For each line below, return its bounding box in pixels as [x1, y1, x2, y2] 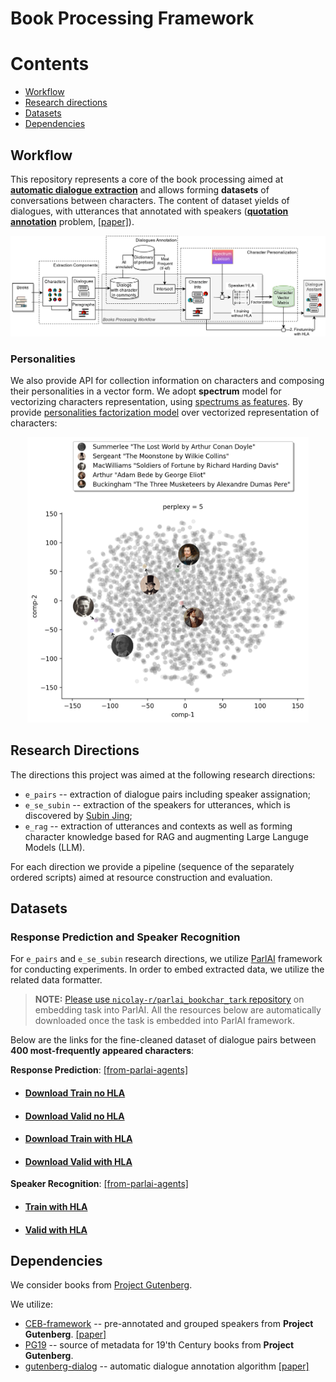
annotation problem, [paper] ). [10, 215, 135, 227]
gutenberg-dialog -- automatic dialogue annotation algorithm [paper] [24, 1360, 310, 1372]
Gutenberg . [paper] [24, 1328, 107, 1341]
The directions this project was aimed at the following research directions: [10, 768, 316, 781]
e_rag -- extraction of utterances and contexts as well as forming [24, 820, 293, 832]
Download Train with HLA [24, 1133, 133, 1145]
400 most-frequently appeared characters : [10, 1045, 195, 1057]
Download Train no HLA [24, 1087, 126, 1099]
